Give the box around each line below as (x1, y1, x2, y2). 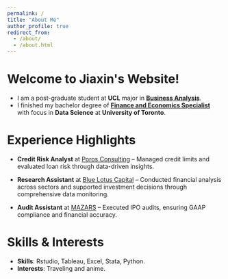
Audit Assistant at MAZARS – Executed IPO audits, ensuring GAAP (16, 203, 206, 211)
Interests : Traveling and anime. (16, 264, 106, 272)
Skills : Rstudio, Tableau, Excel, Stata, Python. (16, 257, 145, 265)
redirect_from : (7, 29, 51, 36)
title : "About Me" (7, 16, 60, 23)
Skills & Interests (7, 235, 104, 250)
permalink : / (7, 10, 45, 17)
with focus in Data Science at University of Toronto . (16, 108, 166, 116)
